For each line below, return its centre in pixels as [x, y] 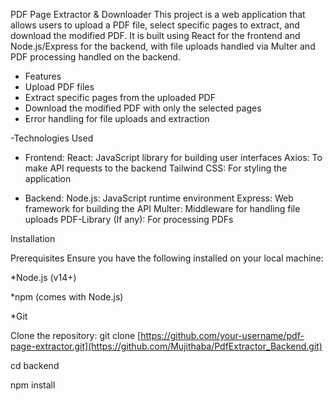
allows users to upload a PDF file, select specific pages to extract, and [155, 25]
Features [43, 76]
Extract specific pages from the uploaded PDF [120, 97]
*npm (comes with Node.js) [67, 297]
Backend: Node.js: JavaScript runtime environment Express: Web [159, 198]
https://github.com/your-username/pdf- [222, 335]
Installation [33, 238]
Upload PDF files [59, 87]
